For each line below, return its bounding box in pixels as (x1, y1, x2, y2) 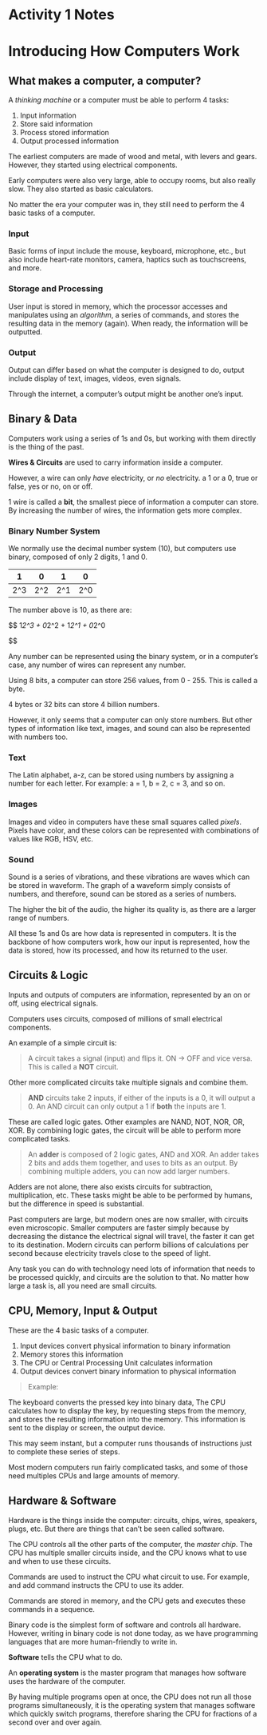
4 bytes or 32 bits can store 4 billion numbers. (8, 700, 160, 710)
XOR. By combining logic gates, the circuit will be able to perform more (8, 1125, 241, 1135)
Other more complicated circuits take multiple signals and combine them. (8, 1077, 249, 1087)
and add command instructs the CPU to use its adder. (8, 1580, 184, 1589)
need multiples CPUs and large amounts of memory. (8, 1470, 180, 1481)
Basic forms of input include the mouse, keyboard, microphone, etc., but (8, 246, 246, 256)
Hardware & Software (8, 1494, 117, 1508)
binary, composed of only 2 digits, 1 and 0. (8, 552, 147, 562)
